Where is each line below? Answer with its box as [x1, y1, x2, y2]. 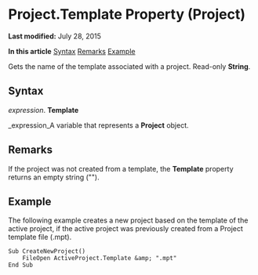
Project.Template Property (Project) [8, 5, 245, 24]
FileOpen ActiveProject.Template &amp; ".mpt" [22, 255, 177, 262]
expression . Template [8, 105, 79, 114]
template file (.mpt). [8, 233, 72, 242]
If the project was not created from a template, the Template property [8, 164, 234, 173]
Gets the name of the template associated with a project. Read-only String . [8, 61, 251, 71]
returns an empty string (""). [8, 172, 100, 182]
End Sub [8, 261, 34, 270]
